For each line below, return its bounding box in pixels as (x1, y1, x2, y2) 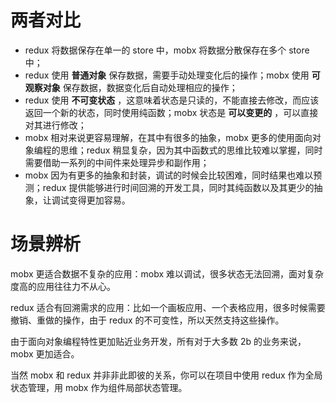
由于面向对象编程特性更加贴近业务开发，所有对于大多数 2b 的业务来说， (10, 335, 307, 347)
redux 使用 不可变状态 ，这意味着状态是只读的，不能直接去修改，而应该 (24, 94, 320, 106)
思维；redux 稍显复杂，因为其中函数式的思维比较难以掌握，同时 (59, 144, 323, 156)
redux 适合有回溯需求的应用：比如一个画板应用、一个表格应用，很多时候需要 (10, 301, 326, 313)
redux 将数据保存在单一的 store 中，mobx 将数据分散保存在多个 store (24, 44, 310, 56)
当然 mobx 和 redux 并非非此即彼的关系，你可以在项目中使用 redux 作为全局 (10, 369, 323, 381)
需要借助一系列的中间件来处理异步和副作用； (24, 156, 210, 168)
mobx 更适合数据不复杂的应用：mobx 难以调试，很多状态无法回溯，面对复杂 (10, 267, 324, 280)
